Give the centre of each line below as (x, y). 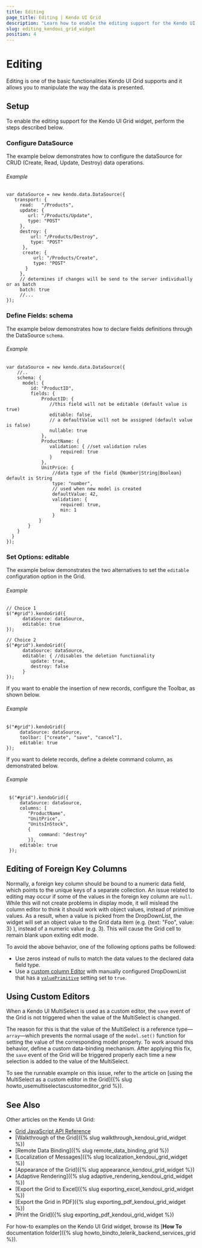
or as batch (21, 285)
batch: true (35, 290)
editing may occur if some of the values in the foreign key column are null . (99, 896)
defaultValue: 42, (75, 494)
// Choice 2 (21, 640)
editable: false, (71, 415)
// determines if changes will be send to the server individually (106, 279)
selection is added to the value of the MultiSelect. (68, 1061)
